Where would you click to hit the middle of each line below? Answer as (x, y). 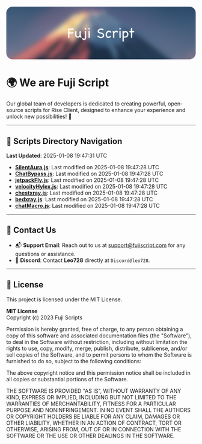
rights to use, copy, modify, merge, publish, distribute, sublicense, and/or (97, 348)
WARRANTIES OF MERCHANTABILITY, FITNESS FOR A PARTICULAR (91, 404)
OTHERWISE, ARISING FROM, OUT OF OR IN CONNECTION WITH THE (94, 429)
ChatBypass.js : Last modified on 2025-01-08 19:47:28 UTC (89, 174)
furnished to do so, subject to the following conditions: (74, 361)
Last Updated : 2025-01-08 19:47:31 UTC (57, 156)
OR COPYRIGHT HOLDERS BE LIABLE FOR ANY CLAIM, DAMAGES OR (93, 416)
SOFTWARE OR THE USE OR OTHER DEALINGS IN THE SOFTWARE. (90, 436)
